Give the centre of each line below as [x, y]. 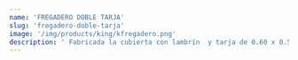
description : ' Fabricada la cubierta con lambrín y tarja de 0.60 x [142, 42]
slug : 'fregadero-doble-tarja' [67, 26]
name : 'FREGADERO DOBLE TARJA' [67, 17]
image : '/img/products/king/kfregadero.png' [93, 34]
